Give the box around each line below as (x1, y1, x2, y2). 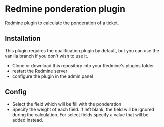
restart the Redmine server (12, 68, 68, 74)
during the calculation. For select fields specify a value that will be (12, 111, 149, 118)
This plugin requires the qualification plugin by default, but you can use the (5, 47, 160, 53)
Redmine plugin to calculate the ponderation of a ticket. (5, 20, 119, 26)
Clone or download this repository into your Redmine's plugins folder (12, 62, 154, 68)
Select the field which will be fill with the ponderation (12, 101, 121, 107)
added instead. (12, 117, 43, 123)
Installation (5, 34, 41, 43)
